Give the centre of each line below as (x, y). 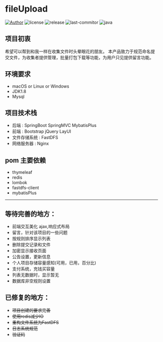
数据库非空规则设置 (31, 281)
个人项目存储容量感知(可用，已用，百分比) (54, 263)
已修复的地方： (27, 298)
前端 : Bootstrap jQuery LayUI (41, 131)
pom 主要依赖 (25, 160)
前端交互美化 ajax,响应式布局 (41, 226)
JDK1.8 (19, 91)
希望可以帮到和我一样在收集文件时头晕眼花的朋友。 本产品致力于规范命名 (78, 51)
